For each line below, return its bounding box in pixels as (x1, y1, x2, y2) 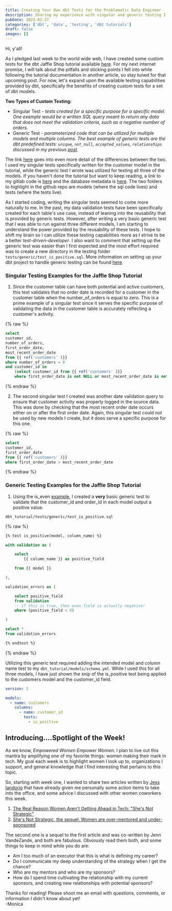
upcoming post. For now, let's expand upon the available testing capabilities (5, 78, 165, 83)
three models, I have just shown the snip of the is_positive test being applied (5, 670, 166, 677)
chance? (12, 863, 31, 869)
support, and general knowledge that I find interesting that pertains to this (5, 763, 161, 770)
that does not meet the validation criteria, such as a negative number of (12, 119, 165, 125)
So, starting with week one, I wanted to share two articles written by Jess (5, 779, 160, 785)
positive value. (12, 504, 44, 511)
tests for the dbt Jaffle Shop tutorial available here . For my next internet (5, 61, 156, 67)
